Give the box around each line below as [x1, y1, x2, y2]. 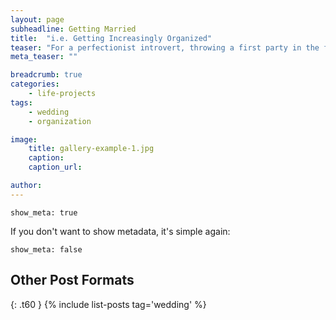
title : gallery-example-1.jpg [28, 144, 155, 154]
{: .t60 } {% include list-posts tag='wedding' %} [10, 298, 207, 310]
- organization [28, 116, 92, 126]
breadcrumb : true [10, 70, 83, 80]
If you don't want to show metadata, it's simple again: [10, 225, 231, 237]
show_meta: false [10, 244, 83, 255]
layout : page [10, 14, 65, 25]
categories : [10, 79, 60, 90]
